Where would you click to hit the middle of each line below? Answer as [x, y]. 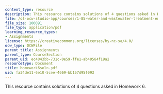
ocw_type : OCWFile [24, 46]
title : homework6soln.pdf [31, 68]
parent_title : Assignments [32, 50]
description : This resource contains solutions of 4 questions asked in [80, 14]
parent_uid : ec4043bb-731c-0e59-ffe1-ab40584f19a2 [57, 59]
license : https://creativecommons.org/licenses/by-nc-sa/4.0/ [69, 41]
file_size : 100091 [24, 23]
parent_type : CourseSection [33, 55]
